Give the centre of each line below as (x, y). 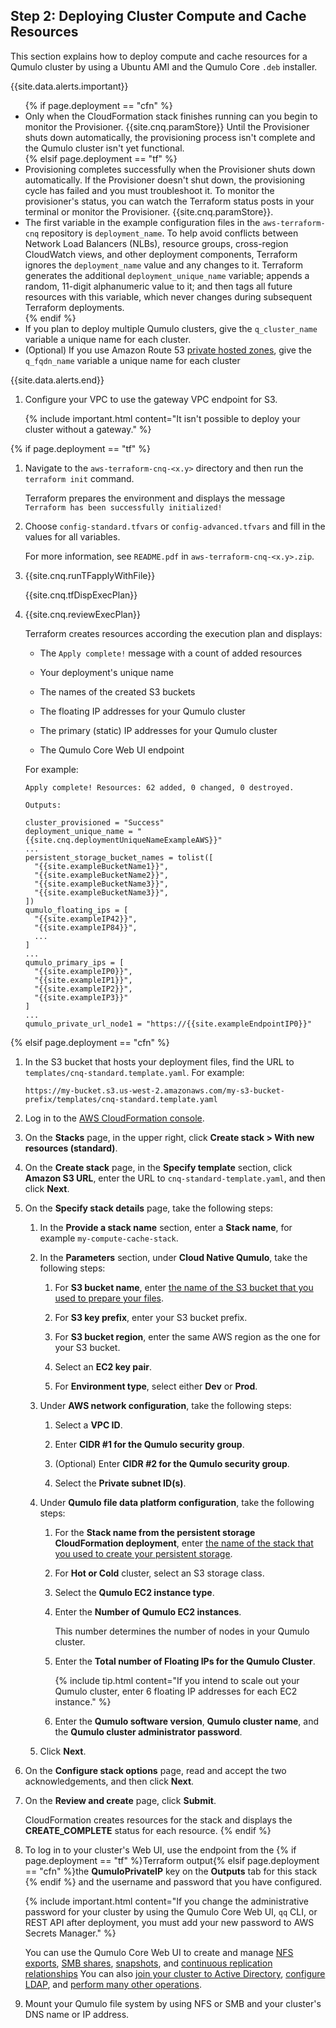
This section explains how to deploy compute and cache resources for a (159, 56)
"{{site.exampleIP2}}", (83, 989)
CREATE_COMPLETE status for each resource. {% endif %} (148, 1830)
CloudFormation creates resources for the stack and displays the (158, 1820)
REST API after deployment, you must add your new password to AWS (169, 1922)
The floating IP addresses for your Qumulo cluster (142, 711)
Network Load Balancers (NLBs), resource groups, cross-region (156, 243)
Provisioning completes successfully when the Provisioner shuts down (170, 169)
